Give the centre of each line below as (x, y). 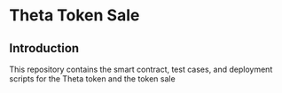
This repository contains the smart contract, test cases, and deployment (141, 69)
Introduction (44, 48)
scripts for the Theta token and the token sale (92, 79)
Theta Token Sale (74, 15)
